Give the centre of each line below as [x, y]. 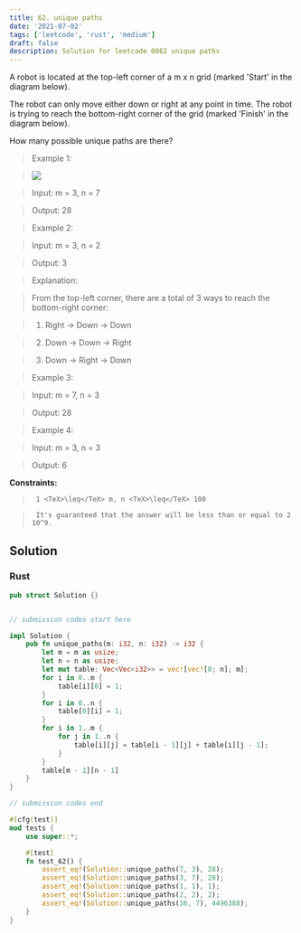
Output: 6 [49, 466]
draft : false [34, 43]
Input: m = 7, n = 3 [65, 395]
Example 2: [52, 228]
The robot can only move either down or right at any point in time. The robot [151, 104]
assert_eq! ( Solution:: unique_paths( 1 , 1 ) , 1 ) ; [131, 887]
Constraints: [33, 483]
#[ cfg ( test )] [34, 820]
